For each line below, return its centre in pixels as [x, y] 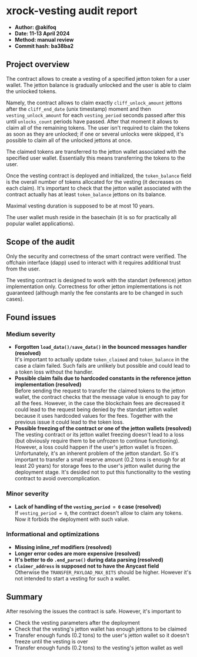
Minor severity [27, 494]
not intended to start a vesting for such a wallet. [73, 578]
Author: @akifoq [36, 27]
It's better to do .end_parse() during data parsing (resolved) [89, 559]
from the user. [23, 269]
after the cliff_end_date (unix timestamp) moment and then [79, 109]
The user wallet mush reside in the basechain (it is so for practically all [91, 217]
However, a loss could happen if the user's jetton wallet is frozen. [94, 447]
